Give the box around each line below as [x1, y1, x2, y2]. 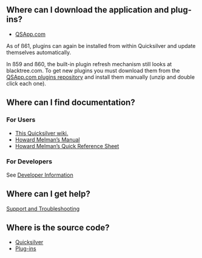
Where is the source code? [6, 223, 110, 233]
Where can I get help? [6, 189, 91, 199]
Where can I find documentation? [6, 97, 135, 108]
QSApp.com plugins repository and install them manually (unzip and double [6, 73, 195, 81]
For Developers [6, 157, 53, 166]
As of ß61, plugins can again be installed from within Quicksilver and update [6, 42, 196, 49]
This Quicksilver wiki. [15, 129, 69, 137]
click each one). [6, 80, 47, 87]
